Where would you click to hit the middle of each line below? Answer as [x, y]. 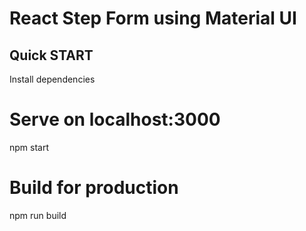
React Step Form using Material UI [153, 18]
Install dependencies [52, 79]
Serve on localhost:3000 [115, 119]
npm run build [38, 215]
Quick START [51, 55]
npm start [29, 147]
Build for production [94, 188]
